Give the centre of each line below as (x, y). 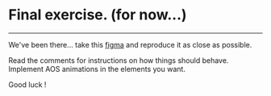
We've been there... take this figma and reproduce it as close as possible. (130, 44)
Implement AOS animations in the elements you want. (97, 69)
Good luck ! (27, 84)
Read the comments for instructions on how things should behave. (119, 60)
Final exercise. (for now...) (98, 15)
